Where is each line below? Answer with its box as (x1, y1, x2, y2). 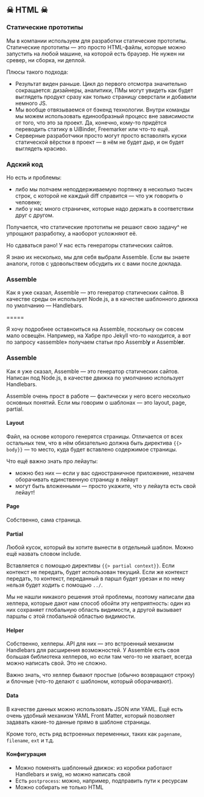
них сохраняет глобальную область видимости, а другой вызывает (6, 606, 182, 614)
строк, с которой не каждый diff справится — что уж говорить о (15, 192, 183, 199)
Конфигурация (6, 751, 47, 758)
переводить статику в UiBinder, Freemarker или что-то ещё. (15, 125, 170, 133)
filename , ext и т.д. (6, 737, 55, 744)
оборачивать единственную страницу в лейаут (15, 475, 139, 483)
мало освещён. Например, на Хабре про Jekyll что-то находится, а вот (6, 332, 191, 339)
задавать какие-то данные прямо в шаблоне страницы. (6, 718, 151, 726)
